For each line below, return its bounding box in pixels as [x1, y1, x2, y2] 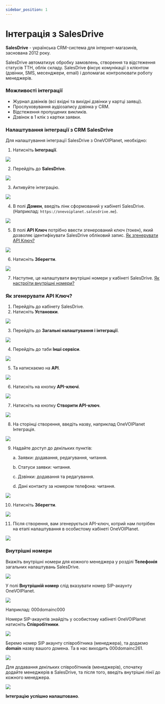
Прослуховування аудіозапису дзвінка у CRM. [12, 104, 110, 110]
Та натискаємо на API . [12, 365, 60, 371]
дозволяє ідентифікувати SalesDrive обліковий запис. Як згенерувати [12, 232, 159, 238]
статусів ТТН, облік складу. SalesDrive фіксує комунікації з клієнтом [5, 64, 149, 70]
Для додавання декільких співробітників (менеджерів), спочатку [5, 664, 143, 670]
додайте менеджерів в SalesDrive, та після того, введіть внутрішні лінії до [5, 669, 161, 675]
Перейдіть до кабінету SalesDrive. [12, 304, 84, 310]
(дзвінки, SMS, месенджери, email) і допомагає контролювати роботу [5, 70, 153, 76]
